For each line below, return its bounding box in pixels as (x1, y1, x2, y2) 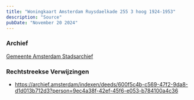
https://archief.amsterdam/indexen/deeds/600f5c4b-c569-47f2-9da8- (14, 80, 188, 88)
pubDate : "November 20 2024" (6, 20, 78, 25)
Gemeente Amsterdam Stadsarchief (6, 53, 93, 60)
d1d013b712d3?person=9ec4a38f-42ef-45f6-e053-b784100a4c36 (14, 87, 179, 94)
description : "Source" (6, 14, 62, 20)
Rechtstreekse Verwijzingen (6, 67, 89, 76)
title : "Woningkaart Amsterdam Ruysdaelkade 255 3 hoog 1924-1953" (6, 8, 176, 15)
